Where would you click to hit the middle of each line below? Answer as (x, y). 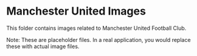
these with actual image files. (43, 46)
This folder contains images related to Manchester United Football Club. (96, 28)
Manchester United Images (76, 11)
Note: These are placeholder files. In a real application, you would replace (98, 40)
